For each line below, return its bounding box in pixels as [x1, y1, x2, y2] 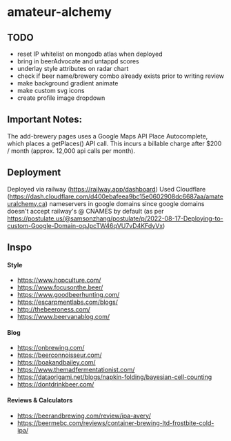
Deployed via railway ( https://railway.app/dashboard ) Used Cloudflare [7, 185, 206, 193]
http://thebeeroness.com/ [17, 305, 91, 314]
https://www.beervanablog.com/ [17, 313, 110, 321]
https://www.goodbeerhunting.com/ [17, 291, 120, 299]
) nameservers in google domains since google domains [45, 199, 205, 207]
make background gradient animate [17, 79, 119, 87]
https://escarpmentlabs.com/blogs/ [17, 298, 119, 307]
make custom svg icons [17, 87, 85, 94]
